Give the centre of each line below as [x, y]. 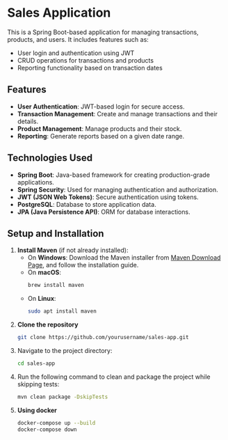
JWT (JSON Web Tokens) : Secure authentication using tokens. [108, 197]
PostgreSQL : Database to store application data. [87, 204]
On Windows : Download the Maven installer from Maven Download [124, 258]
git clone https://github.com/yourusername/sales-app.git [103, 338]
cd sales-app [36, 363]
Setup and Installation [56, 234]
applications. [35, 182]
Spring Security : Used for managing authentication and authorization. [118, 189]
